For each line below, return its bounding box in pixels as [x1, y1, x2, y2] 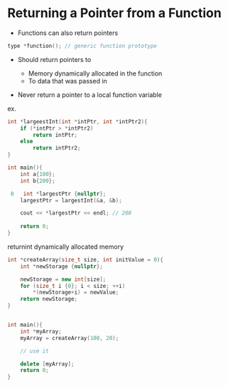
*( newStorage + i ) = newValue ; [33, 289, 119, 296]
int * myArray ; [20, 328, 62, 335]
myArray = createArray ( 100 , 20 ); [20, 334, 119, 341]
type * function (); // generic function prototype [7, 42, 158, 49]
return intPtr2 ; [33, 145, 81, 152]
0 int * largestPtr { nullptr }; [10, 190, 107, 197]
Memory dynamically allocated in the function [28, 69, 163, 78]
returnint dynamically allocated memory [7, 242, 124, 251]
